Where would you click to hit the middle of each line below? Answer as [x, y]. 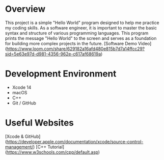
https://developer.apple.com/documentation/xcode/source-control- [75, 141]
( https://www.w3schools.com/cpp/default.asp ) [53, 152]
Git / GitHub [24, 103]
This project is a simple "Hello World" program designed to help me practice [82, 23]
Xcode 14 [22, 87]
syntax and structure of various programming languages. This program [77, 33]
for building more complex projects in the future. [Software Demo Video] [78, 43]
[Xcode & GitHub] [23, 136]
